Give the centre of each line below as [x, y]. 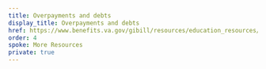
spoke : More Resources [46, 45]
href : [17, 30]
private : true [32, 52]
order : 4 [23, 38]
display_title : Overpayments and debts [74, 23]
